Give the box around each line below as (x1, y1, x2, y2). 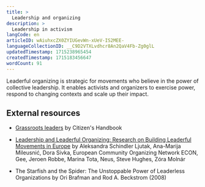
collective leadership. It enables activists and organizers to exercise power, (6, 83, 196, 91)
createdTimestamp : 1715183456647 (6, 55, 92, 61)
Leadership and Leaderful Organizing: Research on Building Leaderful (15, 136, 192, 143)
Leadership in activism (12, 26, 72, 32)
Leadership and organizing (12, 15, 81, 21)
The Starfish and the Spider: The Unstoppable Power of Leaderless (15, 167, 185, 175)
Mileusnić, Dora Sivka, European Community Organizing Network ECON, (15, 149, 198, 156)
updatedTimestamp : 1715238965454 (6, 49, 92, 55)
